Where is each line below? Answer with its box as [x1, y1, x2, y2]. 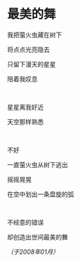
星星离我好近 [7, 103, 44, 111]
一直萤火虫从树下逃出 [7, 160, 68, 168]
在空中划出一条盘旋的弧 [7, 190, 74, 198]
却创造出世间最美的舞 [7, 233, 68, 241]
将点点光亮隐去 [7, 45, 50, 53]
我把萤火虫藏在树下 [7, 30, 62, 39]
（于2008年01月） [7, 247, 60, 256]
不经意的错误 [7, 218, 44, 226]
